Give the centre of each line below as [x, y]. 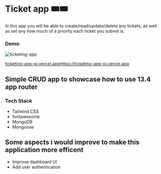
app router [21, 87]
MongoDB [22, 122]
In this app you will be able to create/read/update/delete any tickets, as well [81, 26]
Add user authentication [36, 167]
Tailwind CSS [25, 111]
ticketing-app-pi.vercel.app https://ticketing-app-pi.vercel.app [67, 64]
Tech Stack [19, 101]
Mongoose [23, 127]
